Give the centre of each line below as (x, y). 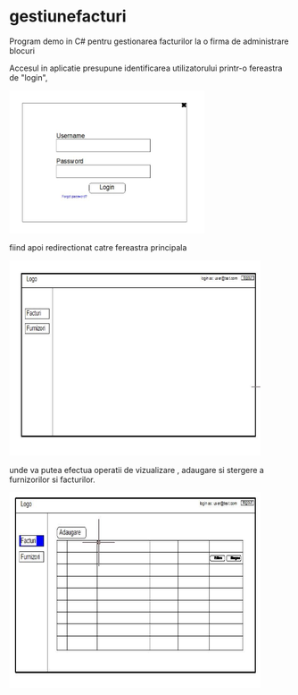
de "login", (29, 77)
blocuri (22, 50)
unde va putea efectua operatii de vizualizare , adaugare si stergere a (137, 470)
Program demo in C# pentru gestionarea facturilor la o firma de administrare (149, 41)
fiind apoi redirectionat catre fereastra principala (98, 247)
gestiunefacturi (68, 17)
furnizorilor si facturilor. (52, 479)
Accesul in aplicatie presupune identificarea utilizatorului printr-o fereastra (146, 68)
